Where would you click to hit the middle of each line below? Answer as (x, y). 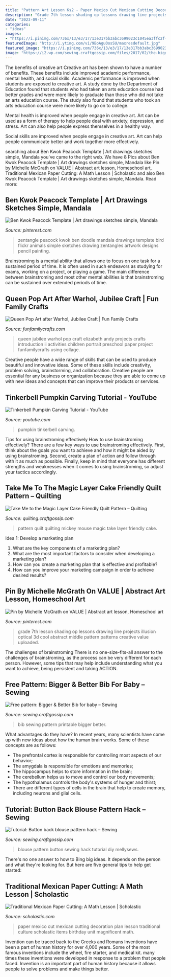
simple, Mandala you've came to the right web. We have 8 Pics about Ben (82, 157)
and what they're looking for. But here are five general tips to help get (78, 865)
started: (13, 870)
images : (13, 34)
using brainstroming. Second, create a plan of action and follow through (81, 456)
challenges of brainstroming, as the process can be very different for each (83, 657)
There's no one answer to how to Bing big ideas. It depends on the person (83, 859)
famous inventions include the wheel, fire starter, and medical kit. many (80, 952)
